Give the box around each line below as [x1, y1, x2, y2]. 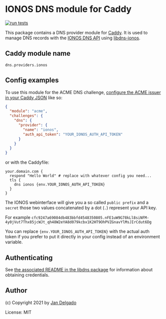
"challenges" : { [9, 113, 43, 118]
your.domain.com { [5, 169, 43, 174]
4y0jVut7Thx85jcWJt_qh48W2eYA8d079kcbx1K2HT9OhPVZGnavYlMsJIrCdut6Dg [5, 220, 152, 225]
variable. [5, 239, 23, 245]
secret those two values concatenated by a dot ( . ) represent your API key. [5, 205, 157, 211]
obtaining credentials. [5, 272, 50, 278]
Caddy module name [5, 49, 71, 58]
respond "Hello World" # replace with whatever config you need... [9, 173, 152, 179]
